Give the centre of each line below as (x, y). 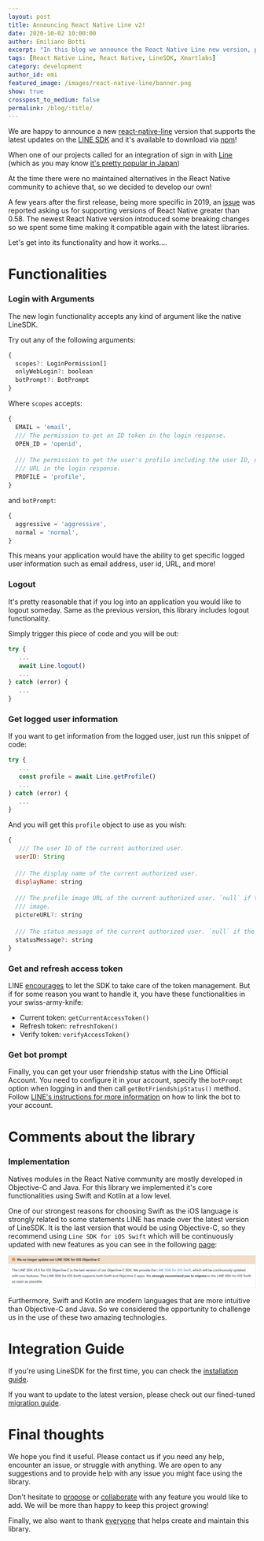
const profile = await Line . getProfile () (87, 776)
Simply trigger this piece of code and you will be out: (93, 633)
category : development (45, 67)
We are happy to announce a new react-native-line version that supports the (132, 132)
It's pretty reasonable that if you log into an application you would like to (125, 602)
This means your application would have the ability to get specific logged (126, 556)
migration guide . (35, 1403)
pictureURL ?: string (49, 915)
